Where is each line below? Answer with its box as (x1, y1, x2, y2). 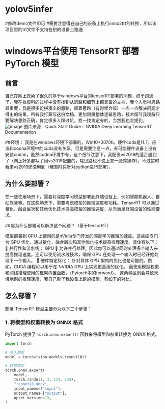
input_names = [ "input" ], (14, 386, 63, 391)
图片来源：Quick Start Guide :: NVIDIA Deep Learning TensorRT (24, 123, 152, 129)
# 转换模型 (5, 363, 25, 368)
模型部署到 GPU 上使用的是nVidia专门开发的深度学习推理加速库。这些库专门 (5, 233, 159, 239)
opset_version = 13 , (14, 395, 52, 400)
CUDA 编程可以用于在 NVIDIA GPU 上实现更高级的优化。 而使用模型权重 (13, 263, 159, 269)
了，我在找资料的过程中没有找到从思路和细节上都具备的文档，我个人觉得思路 (5, 99, 160, 105)
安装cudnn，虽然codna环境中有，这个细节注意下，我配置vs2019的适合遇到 (5, 151, 157, 157)
